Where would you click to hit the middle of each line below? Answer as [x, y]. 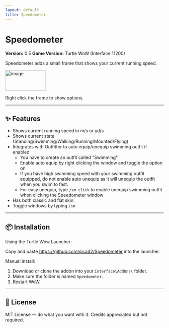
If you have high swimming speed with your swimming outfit [82, 174]
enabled [21, 152]
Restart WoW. [26, 282]
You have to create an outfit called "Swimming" [69, 157]
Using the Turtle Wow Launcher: [38, 242]
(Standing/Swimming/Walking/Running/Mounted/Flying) [70, 141]
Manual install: [20, 261]
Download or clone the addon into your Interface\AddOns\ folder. [80, 271]
